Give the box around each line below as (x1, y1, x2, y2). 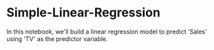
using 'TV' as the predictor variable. (6, 34, 108, 42)
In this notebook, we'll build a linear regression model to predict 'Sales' (6, 27, 207, 36)
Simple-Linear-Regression (6, 5, 161, 21)
